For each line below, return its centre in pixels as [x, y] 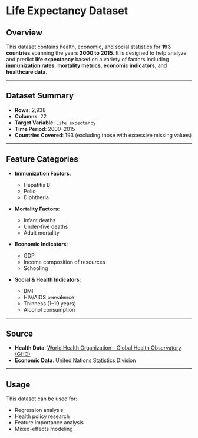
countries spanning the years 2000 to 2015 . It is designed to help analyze [96, 53]
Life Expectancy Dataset [67, 11]
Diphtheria [36, 197]
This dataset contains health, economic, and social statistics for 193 [89, 47]
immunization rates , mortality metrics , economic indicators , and [87, 65]
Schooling [36, 268]
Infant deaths [39, 220]
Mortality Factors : [37, 209]
